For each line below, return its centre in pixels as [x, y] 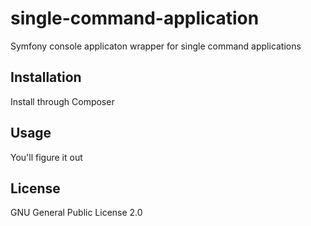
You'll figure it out [46, 157]
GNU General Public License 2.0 [76, 213]
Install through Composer [62, 101]
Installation [46, 77]
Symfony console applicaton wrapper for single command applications [156, 46]
